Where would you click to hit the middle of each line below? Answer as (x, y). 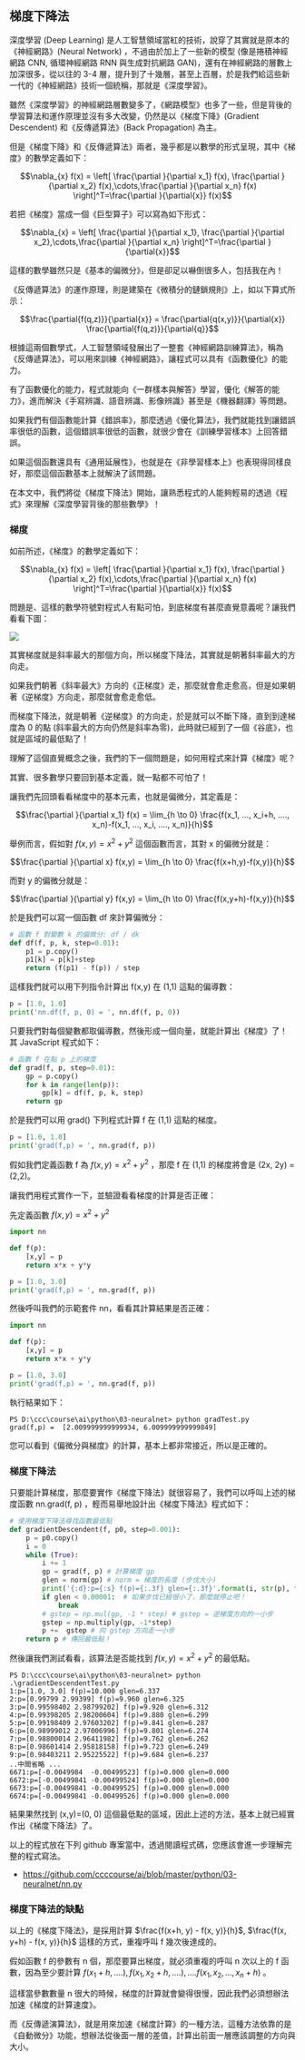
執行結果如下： (37, 1402)
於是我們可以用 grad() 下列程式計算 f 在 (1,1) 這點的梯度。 (116, 1120)
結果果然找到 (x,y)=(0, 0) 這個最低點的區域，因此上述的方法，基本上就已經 (148, 1814)
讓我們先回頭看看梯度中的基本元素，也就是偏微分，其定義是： (125, 797)
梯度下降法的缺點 (47, 1908)
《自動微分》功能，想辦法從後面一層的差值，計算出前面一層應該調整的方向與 (152, 2035)
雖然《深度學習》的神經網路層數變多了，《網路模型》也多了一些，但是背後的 (151, 104)
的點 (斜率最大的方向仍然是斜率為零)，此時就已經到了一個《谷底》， (160, 728)
